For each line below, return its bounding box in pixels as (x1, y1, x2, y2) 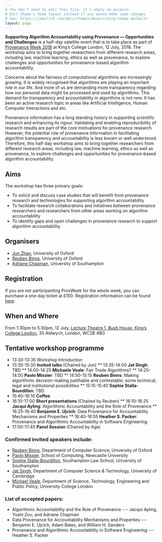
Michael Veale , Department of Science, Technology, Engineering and (12, 478, 149, 484)
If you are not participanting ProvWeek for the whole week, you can (5, 288, 139, 293)
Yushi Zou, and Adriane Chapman (12, 511, 79, 517)
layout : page (5, 20, 31, 26)
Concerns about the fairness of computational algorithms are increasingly (5, 74, 152, 80)
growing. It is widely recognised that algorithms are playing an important (5, 80, 149, 85)
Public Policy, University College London (12, 483, 93, 489)
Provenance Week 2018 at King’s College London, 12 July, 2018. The (5, 44, 141, 50)
